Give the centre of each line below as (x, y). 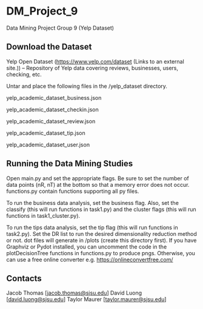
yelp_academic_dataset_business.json (54, 97)
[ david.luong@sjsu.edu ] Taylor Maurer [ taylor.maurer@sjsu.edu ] (86, 299)
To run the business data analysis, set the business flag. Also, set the (92, 203)
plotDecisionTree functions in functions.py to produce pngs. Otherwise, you (101, 253)
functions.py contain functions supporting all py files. (73, 191)
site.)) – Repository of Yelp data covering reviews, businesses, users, (92, 68)
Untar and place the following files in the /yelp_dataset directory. (87, 86)
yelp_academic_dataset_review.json (51, 121)
